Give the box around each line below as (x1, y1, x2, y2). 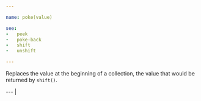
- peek (5, 31, 28, 37)
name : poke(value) (5, 14, 53, 20)
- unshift (5, 48, 36, 54)
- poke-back (5, 37, 42, 43)
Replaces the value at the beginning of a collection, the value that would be (5, 70, 195, 77)
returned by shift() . (5, 77, 57, 83)
